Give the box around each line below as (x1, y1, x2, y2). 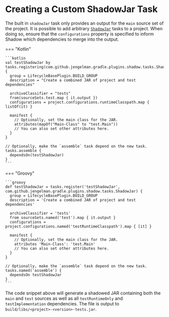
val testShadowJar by (5, 60, 51, 65)
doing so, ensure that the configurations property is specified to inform (5, 31, 154, 37)
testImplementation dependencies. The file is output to (5, 300, 120, 306)
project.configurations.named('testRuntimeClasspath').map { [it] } (5, 224, 152, 229)
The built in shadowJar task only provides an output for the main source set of (5, 20, 164, 26)
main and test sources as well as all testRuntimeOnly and (5, 295, 123, 301)
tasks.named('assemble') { (5, 268, 62, 273)
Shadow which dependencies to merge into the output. (5, 36, 119, 42)
